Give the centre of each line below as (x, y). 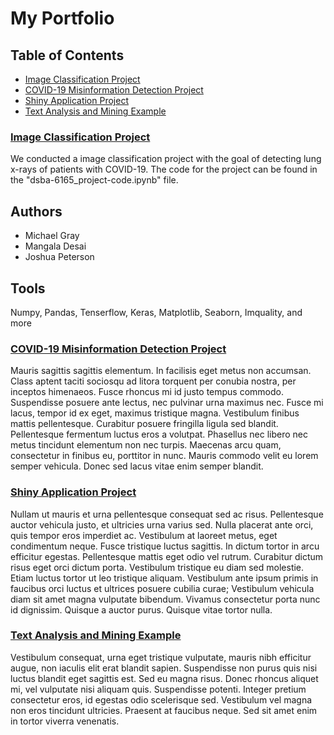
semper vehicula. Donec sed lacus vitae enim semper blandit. (137, 466)
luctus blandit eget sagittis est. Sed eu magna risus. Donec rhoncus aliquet (164, 678)
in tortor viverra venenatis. (65, 721)
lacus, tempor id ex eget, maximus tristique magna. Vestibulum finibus (155, 413)
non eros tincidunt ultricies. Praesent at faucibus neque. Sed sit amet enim (164, 710)
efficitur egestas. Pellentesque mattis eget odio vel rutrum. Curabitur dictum (167, 556)
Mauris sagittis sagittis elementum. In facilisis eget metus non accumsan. (161, 371)
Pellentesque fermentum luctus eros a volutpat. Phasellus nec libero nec (159, 434)
